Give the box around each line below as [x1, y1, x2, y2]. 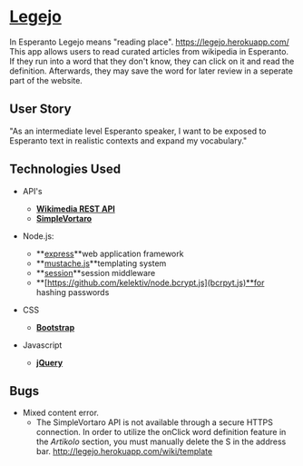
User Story [9, 102, 72, 117]
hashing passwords [35, 286, 110, 297]
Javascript [22, 339, 63, 351]
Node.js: [22, 230, 54, 242]
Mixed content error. [22, 407, 100, 419]
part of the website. [9, 74, 83, 85]
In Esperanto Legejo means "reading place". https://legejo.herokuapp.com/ [9, 36, 290, 47]
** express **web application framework [35, 248, 184, 259]
